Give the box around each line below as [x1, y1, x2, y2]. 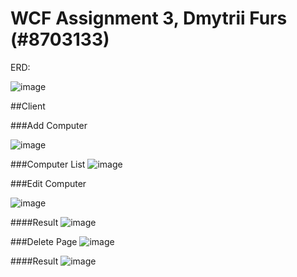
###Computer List [10, 158, 86, 170]
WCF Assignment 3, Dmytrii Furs [10, 7, 288, 30]
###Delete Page [10, 235, 78, 247]
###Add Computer [10, 119, 88, 131]
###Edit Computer [10, 177, 87, 189]
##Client [10, 100, 46, 112]
